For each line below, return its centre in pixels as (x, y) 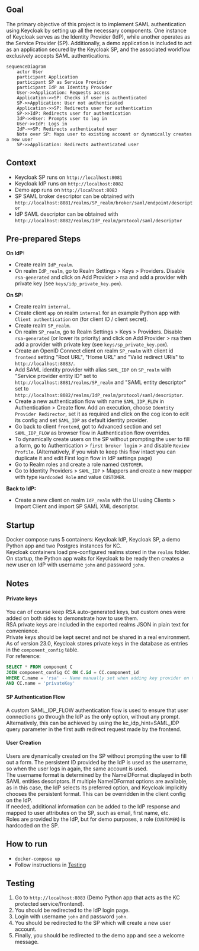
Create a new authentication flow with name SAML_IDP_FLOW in (89, 401)
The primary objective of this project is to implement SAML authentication (96, 24)
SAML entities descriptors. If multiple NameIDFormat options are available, (97, 781)
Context (21, 163)
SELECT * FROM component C (39, 667)
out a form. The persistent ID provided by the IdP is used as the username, (97, 762)
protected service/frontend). (49, 904)
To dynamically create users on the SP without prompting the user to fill (102, 439)
